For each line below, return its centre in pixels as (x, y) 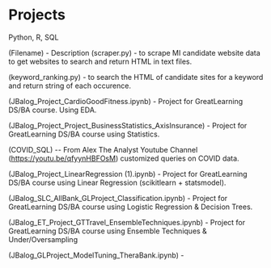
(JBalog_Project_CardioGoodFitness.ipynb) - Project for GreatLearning (126, 101)
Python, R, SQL (34, 37)
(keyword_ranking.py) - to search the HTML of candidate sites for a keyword (136, 77)
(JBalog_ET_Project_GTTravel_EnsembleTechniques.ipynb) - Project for (127, 222)
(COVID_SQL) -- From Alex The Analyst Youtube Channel (103, 149)
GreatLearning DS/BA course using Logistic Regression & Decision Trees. (131, 207)
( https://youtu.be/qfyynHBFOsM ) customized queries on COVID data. (124, 158)
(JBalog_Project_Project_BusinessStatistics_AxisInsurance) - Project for (128, 125)
